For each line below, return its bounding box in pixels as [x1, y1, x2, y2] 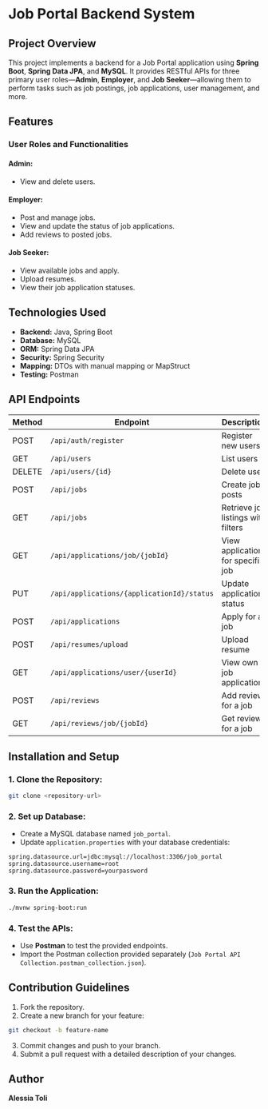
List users [221, 453, 258, 464]
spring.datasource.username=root [8, 860, 120, 868]
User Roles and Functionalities [8, 139, 129, 150]
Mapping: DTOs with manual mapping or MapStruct [19, 361, 191, 370]
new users [221, 440, 261, 451]
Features [8, 115, 53, 129]
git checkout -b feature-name [8, 1026, 109, 1034]
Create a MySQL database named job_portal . [19, 829, 171, 839]
